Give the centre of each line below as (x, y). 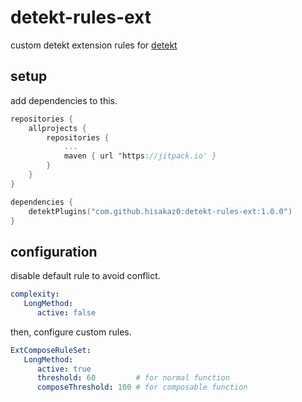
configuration (54, 251)
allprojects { (57, 128)
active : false (66, 312)
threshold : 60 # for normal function (133, 378)
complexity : (35, 294)
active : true (64, 369)
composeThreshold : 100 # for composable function (142, 387)
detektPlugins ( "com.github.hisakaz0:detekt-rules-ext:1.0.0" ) (160, 211)
